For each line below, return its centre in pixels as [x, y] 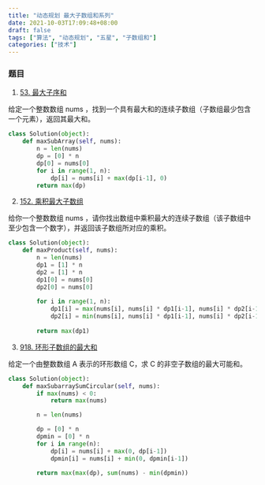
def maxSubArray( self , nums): [72, 142]
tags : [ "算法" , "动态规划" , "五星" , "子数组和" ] [82, 37]
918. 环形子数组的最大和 [58, 347]
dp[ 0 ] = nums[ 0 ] [63, 163]
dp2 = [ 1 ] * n [60, 272]
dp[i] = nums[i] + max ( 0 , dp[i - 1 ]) [109, 451]
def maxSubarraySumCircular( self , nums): [91, 386]
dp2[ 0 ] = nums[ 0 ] [65, 287]
